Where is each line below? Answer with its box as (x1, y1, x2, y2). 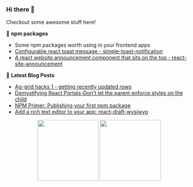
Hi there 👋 (6, 5, 35, 14)
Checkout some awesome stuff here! (6, 19, 96, 26)
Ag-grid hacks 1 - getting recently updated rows (14, 83, 132, 90)
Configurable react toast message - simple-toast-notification (14, 48, 163, 55)
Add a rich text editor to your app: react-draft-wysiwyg (14, 109, 149, 116)
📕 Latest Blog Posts (6, 72, 55, 79)
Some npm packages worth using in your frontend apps (14, 41, 151, 49)
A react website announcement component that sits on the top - (14, 54, 171, 61)
